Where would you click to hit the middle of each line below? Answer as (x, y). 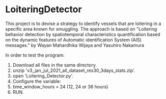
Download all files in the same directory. (55, 65)
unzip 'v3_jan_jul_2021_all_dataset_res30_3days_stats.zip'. (74, 70)
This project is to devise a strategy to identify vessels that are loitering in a (83, 23)
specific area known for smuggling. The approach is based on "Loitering (81, 29)
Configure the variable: (37, 81)
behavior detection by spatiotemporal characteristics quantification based (83, 34)
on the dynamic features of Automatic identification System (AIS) (73, 40)
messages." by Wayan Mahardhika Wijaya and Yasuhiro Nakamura (75, 45)
